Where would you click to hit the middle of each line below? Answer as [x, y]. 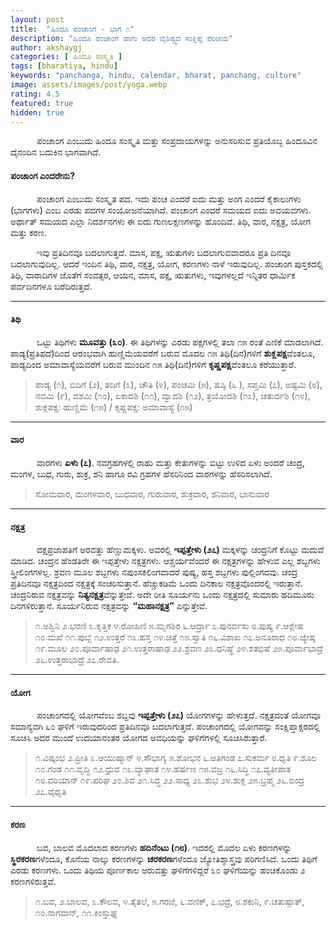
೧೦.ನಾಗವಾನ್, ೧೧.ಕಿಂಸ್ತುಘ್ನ [76, 912]
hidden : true [37, 112]
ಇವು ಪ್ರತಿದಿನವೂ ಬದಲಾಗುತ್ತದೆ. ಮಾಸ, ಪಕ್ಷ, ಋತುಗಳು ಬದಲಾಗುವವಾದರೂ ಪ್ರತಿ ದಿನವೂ [164, 252]
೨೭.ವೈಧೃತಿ [50, 792]
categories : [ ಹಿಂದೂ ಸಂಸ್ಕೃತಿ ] [66, 57]
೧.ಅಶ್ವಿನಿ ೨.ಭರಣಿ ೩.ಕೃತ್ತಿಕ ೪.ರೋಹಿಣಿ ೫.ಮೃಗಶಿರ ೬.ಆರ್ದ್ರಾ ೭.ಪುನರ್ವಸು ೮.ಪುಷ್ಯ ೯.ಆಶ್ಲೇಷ [169, 626]
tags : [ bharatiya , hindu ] [64, 66]
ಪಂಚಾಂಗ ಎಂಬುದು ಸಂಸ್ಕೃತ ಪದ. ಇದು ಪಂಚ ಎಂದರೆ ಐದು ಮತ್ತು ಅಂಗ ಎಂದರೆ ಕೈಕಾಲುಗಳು [169, 198]
